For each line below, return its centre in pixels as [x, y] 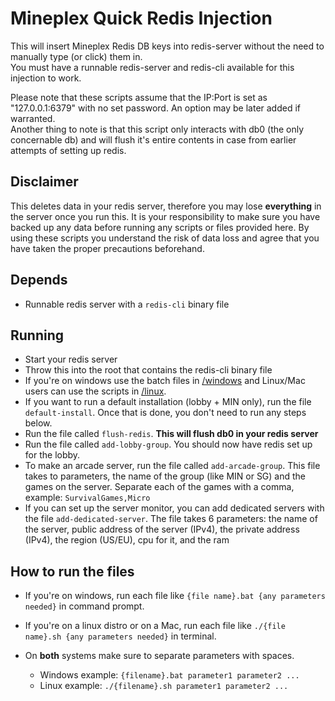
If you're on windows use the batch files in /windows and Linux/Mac [165, 381]
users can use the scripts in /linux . [95, 391]
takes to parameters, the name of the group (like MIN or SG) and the [165, 476]
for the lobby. [52, 455]
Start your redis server [71, 359]
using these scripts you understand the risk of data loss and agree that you [165, 238]
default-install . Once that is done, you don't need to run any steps [165, 413]
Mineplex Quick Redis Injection [141, 18]
